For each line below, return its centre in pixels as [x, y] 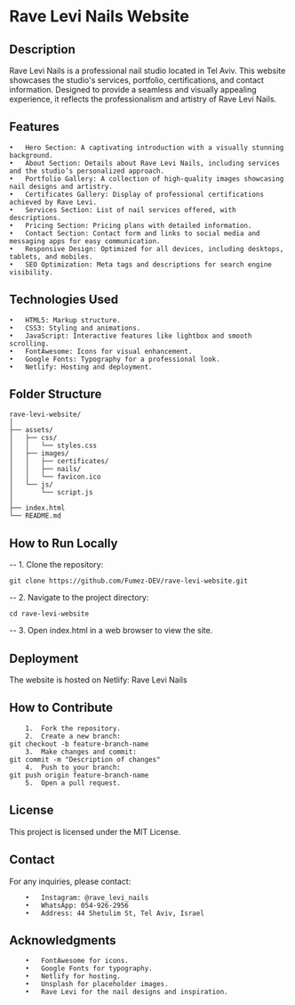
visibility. [31, 272]
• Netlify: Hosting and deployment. [81, 367]
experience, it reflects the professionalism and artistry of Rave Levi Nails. [143, 99]
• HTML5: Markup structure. [65, 320]
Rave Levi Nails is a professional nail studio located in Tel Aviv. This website [147, 70]
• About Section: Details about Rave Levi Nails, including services [144, 163]
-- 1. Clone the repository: [56, 565]
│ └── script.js [51, 493]
